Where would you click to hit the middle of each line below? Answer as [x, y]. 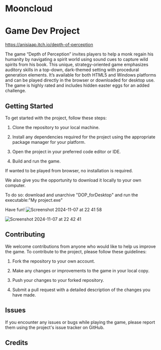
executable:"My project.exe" [34, 200]
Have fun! [15, 210]
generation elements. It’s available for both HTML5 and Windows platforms [80, 75]
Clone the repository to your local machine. [56, 127]
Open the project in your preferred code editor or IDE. [67, 151]
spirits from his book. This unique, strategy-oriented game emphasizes [77, 65]
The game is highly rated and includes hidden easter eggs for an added [77, 85]
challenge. [16, 91]
